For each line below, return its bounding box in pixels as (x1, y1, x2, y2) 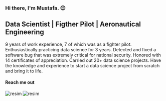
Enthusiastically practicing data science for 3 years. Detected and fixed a (5, 46, 156, 52)
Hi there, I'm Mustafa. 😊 (5, 5, 66, 12)
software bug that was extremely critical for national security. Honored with (5, 52, 161, 58)
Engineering (5, 28, 44, 37)
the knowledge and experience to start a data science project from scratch (5, 62, 160, 68)
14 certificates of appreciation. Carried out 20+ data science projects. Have (5, 57, 161, 63)
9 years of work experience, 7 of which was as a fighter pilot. (5, 41, 132, 47)
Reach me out (5, 79, 35, 85)
